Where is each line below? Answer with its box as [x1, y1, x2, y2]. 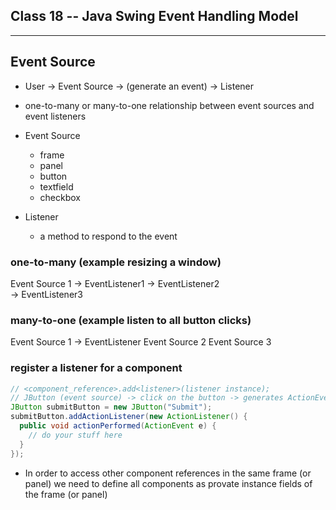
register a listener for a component [10, 361, 183, 375]
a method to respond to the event [39, 230, 178, 242]
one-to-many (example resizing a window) [10, 255, 222, 269]
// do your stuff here [28, 430, 123, 440]
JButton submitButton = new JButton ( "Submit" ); [10, 402, 213, 413]
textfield [39, 180, 74, 193]
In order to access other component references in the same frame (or [24, 467, 312, 479]
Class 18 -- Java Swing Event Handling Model [10, 8, 299, 25]
